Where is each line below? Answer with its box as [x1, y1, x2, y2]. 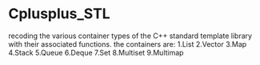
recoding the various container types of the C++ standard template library [8, 31, 253, 40]
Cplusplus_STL [8, 5, 110, 23]
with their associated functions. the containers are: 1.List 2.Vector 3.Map [8, 39, 247, 48]
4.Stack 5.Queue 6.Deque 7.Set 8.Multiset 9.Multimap [8, 48, 184, 57]
